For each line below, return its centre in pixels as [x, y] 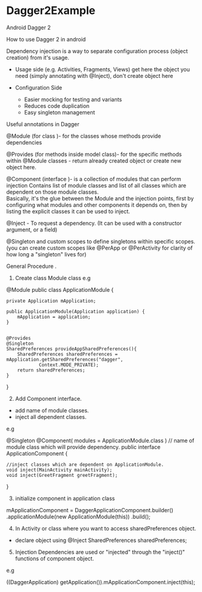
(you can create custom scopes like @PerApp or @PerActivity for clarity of [99, 248]
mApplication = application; [54, 317]
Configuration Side [39, 87]
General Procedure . [32, 266]
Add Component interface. [48, 398]
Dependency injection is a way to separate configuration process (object [97, 51]
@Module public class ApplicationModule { [60, 289]
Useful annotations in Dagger [43, 124]
